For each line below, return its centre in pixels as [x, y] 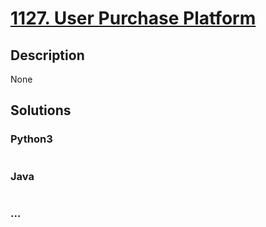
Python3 [31, 139]
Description [47, 55]
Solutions [41, 110]
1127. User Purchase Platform [133, 18]
